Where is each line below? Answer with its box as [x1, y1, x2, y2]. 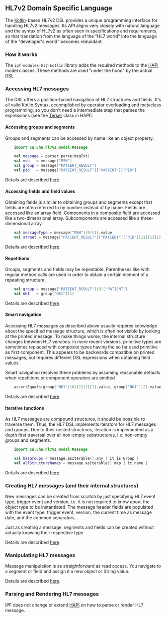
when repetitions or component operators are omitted [5, 375, 115, 381]
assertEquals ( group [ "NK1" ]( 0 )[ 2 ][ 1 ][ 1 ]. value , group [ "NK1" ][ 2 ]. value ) [14, 384, 164, 390]
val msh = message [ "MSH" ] [14, 158, 72, 164]
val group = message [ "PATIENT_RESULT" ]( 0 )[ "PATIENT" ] [14, 287, 128, 292]
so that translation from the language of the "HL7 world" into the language [5, 33, 157, 39]
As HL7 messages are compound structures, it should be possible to [5, 416, 145, 422]
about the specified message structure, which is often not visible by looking [5, 328, 161, 334]
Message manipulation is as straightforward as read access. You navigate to [5, 563, 162, 569]
